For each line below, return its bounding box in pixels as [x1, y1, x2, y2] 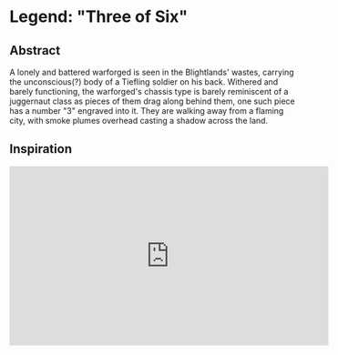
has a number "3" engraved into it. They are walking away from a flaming [9, 106, 284, 116]
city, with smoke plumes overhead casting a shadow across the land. [9, 116, 269, 126]
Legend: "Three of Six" [9, 6, 189, 27]
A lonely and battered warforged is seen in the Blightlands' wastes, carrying [9, 66, 294, 77]
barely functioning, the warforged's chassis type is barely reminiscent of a [9, 86, 289, 96]
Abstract [9, 43, 61, 58]
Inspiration [9, 141, 73, 157]
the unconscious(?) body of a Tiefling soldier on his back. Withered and [9, 76, 279, 87]
